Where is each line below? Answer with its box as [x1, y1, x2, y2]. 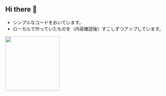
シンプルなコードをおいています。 [12, 19, 84, 26]
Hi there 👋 [5, 5, 37, 14]
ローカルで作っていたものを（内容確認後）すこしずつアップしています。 [12, 26, 164, 32]
